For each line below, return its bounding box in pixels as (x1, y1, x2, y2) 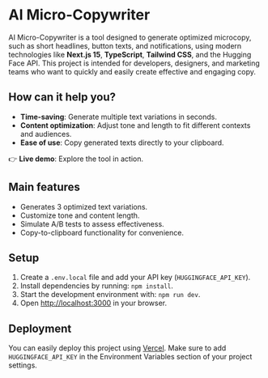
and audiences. (19, 129, 72, 138)
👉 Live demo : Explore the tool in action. (8, 154, 144, 164)
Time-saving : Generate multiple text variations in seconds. (19, 112, 217, 121)
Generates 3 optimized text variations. (19, 202, 148, 211)
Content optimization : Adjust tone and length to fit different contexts (19, 120, 251, 130)
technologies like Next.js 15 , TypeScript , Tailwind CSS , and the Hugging (8, 49, 252, 59)
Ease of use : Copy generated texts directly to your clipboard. (19, 138, 224, 147)
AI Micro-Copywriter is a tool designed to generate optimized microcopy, (8, 32, 252, 42)
